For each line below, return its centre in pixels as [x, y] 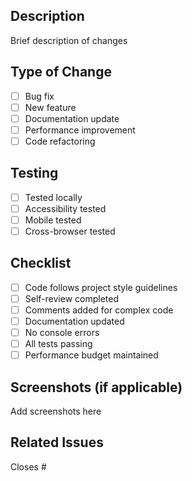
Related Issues [57, 442]
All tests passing [58, 344]
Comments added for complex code [99, 310]
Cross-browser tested [70, 231]
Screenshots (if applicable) [96, 387]
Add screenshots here [56, 411]
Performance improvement [80, 130]
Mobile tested [53, 220]
